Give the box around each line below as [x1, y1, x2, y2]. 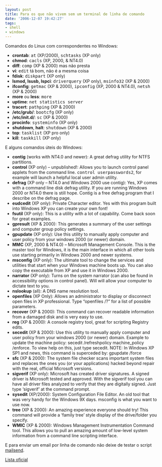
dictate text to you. [12, 283, 50, 289]
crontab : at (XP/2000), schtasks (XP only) [12, 52, 101, 58]
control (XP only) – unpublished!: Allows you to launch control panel [12, 164, 149, 170]
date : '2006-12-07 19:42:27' [5, 16, 64, 21]
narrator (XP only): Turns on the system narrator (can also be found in [12, 273, 153, 278]
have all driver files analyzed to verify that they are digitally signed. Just [12, 381, 157, 387]
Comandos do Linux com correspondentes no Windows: [5, 43, 118, 49]
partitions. [12, 159, 33, 165]
